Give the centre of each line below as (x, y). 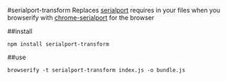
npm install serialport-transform (59, 44)
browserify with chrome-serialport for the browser (81, 18)
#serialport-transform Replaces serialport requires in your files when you (114, 10)
